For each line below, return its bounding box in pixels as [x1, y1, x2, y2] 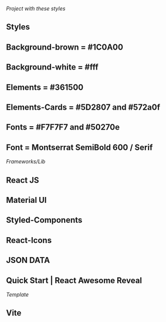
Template [6, 291, 29, 298]
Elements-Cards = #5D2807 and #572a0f [6, 102, 160, 112]
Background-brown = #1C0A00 [6, 42, 123, 52]
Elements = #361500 [6, 82, 84, 92]
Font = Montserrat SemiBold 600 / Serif [6, 142, 153, 152]
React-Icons [6, 235, 52, 245]
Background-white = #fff [6, 62, 99, 73]
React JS [6, 175, 39, 185]
